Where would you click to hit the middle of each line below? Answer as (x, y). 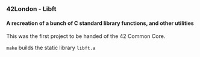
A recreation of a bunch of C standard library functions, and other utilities (100, 23)
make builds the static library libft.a (51, 48)
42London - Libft (31, 9)
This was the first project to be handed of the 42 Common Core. (86, 36)
